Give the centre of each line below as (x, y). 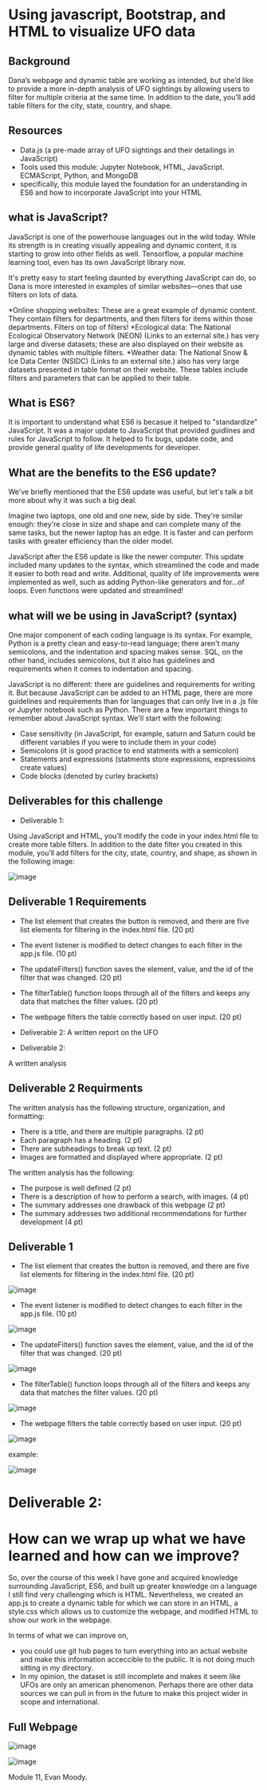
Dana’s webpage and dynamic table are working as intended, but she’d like (131, 80)
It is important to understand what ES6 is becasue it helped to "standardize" (133, 422)
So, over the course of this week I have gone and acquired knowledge (123, 1578)
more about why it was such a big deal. (73, 500)
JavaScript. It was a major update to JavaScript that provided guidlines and (132, 431)
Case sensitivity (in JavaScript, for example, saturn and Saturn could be (138, 734)
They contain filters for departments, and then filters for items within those (131, 318)
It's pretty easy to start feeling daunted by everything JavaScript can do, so (132, 278)
